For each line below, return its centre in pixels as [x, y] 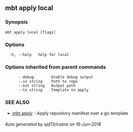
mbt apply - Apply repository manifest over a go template [70, 113]
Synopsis [16, 22]
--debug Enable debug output [55, 77]
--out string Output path [47, 86]
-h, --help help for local [39, 54]
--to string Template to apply [53, 90]
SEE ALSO [17, 103]
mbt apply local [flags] [30, 32]
